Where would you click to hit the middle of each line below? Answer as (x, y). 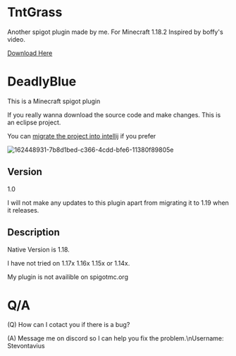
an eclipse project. (34, 122)
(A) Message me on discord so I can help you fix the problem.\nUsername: (116, 338)
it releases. (23, 210)
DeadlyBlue (42, 82)
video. (17, 39)
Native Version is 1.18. (39, 249)
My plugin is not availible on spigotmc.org (68, 277)
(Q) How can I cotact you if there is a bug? (69, 325)
